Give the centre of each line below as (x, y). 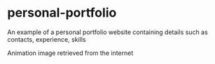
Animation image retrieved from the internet (70, 53)
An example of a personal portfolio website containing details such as (107, 32)
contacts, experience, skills (47, 39)
